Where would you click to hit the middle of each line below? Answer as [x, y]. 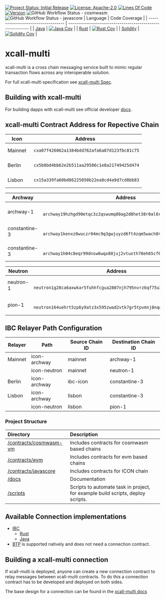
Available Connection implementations [66, 517]
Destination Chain [134, 342]
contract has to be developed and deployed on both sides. [64, 582]
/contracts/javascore [31, 471]
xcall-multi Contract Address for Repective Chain [82, 125]
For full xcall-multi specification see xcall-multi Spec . [59, 82]
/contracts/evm [25, 460]
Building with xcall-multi [43, 98]
